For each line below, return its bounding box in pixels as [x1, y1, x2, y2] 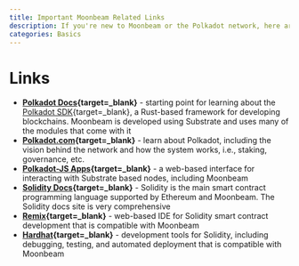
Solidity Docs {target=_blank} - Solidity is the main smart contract [21, 182, 267, 193]
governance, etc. [21, 154, 85, 165]
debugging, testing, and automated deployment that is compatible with [21, 239, 282, 250]
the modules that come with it [21, 125, 132, 136]
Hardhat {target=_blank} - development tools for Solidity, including [21, 230, 269, 240]
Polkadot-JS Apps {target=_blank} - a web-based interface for [21, 164, 255, 174]
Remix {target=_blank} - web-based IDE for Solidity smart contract [21, 211, 269, 222]
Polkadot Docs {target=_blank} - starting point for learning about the [21, 97, 276, 108]
